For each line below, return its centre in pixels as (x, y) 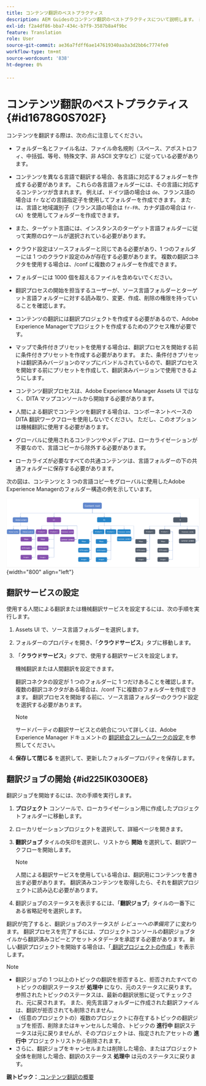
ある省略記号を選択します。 (50, 910)
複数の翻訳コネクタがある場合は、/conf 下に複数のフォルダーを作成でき (106, 689)
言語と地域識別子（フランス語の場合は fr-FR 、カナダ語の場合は (106, 208)
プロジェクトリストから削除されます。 (76, 1041)
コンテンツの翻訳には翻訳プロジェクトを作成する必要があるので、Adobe (107, 319)
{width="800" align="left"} (40, 572)
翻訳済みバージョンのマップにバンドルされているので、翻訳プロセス (112, 363)
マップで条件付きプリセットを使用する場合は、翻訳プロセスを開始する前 (106, 347)
